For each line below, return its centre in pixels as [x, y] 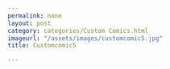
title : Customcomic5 [42, 46]
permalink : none [35, 16]
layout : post [29, 23]
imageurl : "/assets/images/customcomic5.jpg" [85, 38]
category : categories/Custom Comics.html [78, 30]
